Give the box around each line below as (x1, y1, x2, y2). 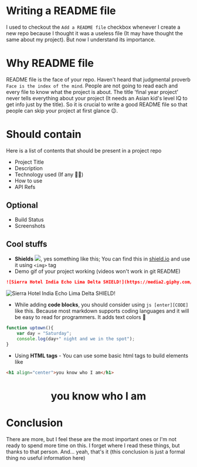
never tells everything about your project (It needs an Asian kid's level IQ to (6, 94, 188, 101)
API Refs (14, 183, 36, 190)
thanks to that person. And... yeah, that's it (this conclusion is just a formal (6, 448, 185, 455)
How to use (14, 177, 43, 184)
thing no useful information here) (6, 454, 86, 461)
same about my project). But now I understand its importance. (6, 36, 156, 43)
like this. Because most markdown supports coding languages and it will (14, 307, 189, 314)
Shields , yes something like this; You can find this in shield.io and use (14, 255, 191, 262)
